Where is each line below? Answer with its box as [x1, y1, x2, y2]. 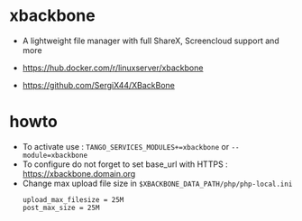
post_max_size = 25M [22, 203, 100, 212]
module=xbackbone [22, 151, 88, 160]
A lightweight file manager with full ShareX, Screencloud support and [22, 35, 279, 46]
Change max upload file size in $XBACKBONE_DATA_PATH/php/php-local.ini [22, 178, 293, 189]
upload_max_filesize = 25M [22, 195, 124, 204]
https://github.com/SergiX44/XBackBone [22, 79, 176, 90]
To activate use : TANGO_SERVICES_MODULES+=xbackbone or [22, 141, 230, 152]
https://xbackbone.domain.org [22, 168, 136, 179]
